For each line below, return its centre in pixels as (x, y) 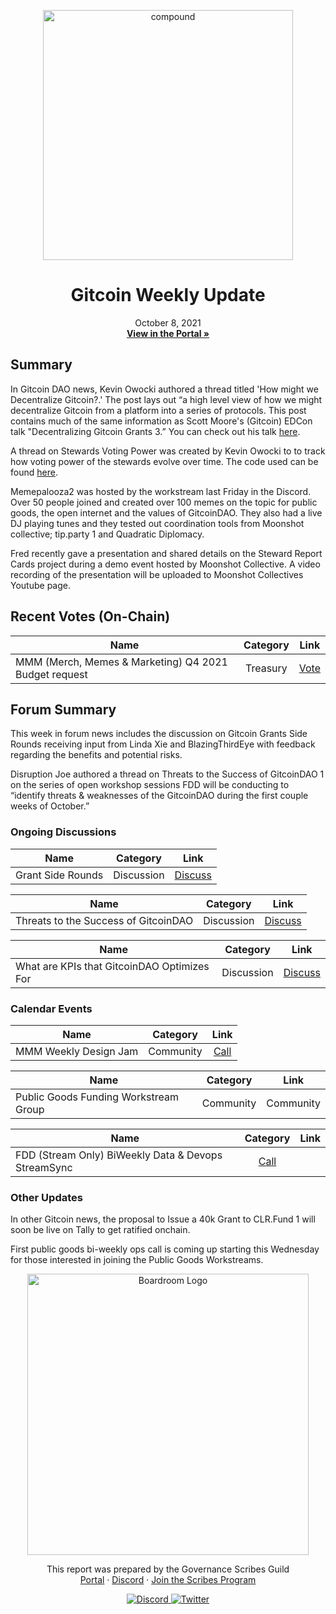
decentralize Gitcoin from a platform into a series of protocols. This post (158, 410)
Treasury (266, 668)
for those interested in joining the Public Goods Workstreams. (137, 1260)
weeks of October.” (50, 806)
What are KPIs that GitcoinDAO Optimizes (112, 966)
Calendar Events (51, 1008)
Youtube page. (40, 585)
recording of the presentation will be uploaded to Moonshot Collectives (157, 574)
